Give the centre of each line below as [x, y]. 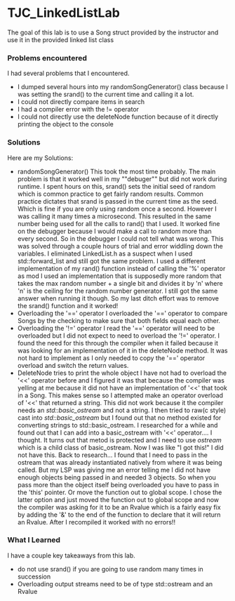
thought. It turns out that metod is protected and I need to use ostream [120, 440]
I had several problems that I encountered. [68, 73]
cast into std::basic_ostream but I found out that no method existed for [119, 417]
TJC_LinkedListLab [64, 13]
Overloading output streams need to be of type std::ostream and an [115, 583]
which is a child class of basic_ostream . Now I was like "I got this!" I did [120, 447]
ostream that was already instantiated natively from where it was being [120, 462]
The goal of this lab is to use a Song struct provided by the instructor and [113, 32]
